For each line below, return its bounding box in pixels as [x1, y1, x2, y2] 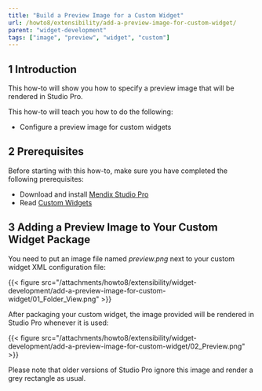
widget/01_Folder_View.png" [8, 294, 100, 304]
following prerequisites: [8, 174, 84, 183]
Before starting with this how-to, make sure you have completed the [8, 166, 228, 175]
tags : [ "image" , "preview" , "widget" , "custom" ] [8, 33, 170, 42]
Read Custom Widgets [19, 197, 93, 207]
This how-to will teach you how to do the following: [8, 107, 173, 116]
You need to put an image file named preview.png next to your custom [8, 253, 235, 264]
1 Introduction [8, 62, 77, 76]
